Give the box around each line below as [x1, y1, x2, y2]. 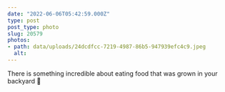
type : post [7, 17, 40, 24]
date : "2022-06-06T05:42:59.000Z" [7, 10, 111, 18]
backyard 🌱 [7, 76, 41, 85]
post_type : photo [7, 23, 59, 30]
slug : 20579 [7, 30, 43, 38]
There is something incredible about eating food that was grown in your [7, 69, 218, 78]
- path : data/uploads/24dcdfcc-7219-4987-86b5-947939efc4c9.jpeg [7, 43, 206, 50]
